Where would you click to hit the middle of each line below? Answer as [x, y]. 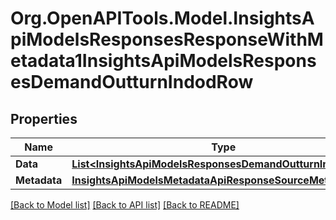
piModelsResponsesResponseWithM [167, 39]
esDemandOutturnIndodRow [132, 82]
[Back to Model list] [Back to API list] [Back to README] [125, 205]
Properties [44, 118]
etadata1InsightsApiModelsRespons [163, 61]
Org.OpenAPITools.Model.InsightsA [162, 18]
